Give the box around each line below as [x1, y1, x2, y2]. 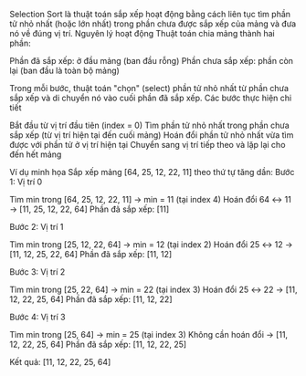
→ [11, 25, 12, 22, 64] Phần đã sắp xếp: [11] [9, 204, 170, 214]
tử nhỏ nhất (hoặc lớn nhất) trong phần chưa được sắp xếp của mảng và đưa [9, 18, 297, 29]
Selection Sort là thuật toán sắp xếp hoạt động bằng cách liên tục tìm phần [9, 9, 290, 19]
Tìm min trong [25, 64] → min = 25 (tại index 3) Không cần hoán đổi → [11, [9, 329, 289, 339]
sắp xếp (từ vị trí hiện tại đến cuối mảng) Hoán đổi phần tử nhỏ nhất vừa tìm [9, 130, 294, 141]
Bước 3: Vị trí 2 [9, 266, 66, 277]
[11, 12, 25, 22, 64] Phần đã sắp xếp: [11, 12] [9, 249, 173, 259]
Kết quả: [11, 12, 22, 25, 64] [9, 357, 111, 367]
